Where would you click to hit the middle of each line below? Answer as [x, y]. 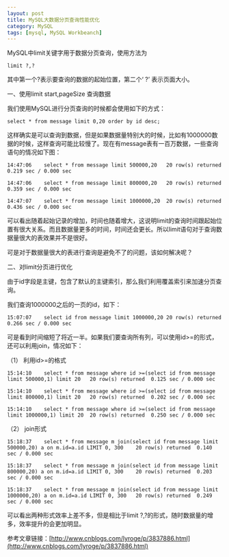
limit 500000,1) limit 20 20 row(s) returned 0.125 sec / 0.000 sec [111, 380]
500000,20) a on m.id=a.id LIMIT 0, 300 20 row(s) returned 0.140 [110, 448]
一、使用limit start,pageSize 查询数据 [59, 94]
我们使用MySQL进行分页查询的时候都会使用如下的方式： [86, 109]
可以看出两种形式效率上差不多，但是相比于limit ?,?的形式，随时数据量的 [107, 515]
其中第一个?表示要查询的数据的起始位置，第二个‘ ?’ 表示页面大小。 [100, 79]
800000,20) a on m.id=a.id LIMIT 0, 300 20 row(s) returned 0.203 [110, 472]
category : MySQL [30, 26]
